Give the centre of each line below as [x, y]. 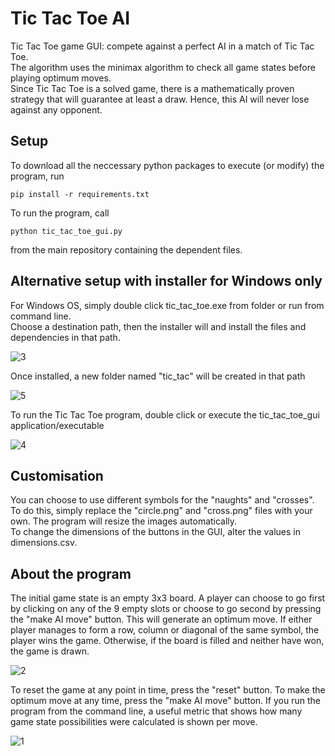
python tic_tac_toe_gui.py [66, 231]
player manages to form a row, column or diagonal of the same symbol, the [165, 630]
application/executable [57, 425]
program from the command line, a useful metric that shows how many [156, 711]
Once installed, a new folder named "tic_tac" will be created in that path [158, 376]
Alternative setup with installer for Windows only [166, 281]
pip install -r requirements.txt [80, 194]
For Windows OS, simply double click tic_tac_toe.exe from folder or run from [167, 305]
